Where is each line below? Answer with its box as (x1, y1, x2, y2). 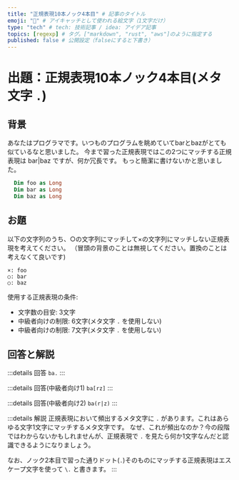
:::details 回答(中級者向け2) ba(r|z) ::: (7, 399, 118, 407)
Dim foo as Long (14, 180, 62, 187)
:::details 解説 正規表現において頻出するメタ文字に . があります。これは (7, 414, 217, 423)
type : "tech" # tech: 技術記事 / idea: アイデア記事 (7, 24, 157, 31)
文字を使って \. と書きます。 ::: (26, 465, 118, 474)
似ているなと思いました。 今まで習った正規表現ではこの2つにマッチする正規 (7, 148, 232, 156)
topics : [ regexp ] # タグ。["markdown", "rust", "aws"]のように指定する (7, 30, 213, 38)
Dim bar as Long (14, 186, 62, 193)
